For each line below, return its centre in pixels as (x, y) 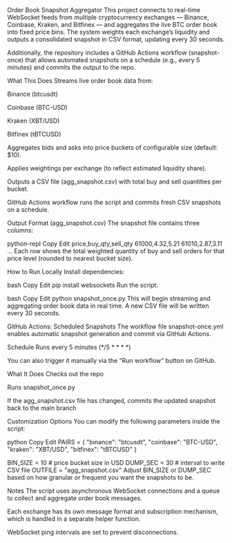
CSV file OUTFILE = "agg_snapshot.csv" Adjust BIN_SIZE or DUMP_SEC (109, 470)
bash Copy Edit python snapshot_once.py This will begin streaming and (109, 298)
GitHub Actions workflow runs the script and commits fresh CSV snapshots (114, 202)
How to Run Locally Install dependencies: (66, 271)
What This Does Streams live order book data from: (80, 81)
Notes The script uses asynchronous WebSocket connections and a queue (114, 491)
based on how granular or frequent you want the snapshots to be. (101, 477)
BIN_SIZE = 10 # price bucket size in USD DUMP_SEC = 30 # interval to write (116, 463)
